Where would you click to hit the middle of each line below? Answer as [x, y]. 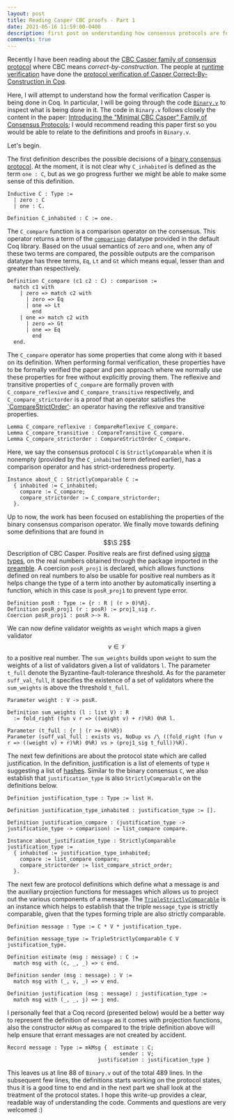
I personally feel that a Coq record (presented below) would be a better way [116, 1013]
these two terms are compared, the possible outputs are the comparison [111, 254]
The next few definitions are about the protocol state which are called [107, 756]
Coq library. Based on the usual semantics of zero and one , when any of [110, 246]
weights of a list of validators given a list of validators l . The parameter [109, 665]
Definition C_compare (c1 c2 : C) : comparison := [82, 281]
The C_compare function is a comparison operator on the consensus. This [111, 231]
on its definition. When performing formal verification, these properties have [116, 362]
